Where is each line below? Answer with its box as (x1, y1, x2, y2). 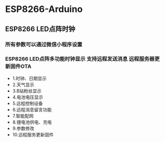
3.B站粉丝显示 (12, 87, 42, 93)
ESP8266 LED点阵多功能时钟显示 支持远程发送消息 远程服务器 (5, 55, 154, 62)
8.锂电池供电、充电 (12, 119, 52, 125)
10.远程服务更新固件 (12, 131, 54, 137)
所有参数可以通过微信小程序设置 (5, 41, 83, 48)
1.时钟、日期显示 (12, 75, 47, 81)
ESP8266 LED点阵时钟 (5, 24, 76, 33)
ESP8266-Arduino (5, 3, 83, 15)
